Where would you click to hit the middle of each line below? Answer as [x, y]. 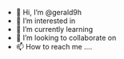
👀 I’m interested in [46, 21]
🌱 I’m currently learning [54, 29]
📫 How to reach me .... [54, 47]
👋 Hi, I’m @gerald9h [49, 12]
